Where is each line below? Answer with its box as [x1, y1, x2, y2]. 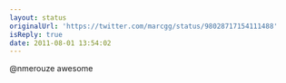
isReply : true [9, 30, 64, 39]
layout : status [9, 13, 67, 23]
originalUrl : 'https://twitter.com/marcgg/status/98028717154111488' [9, 22, 279, 31]
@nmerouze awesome [9, 63, 94, 74]
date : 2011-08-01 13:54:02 [9, 38, 112, 48]
